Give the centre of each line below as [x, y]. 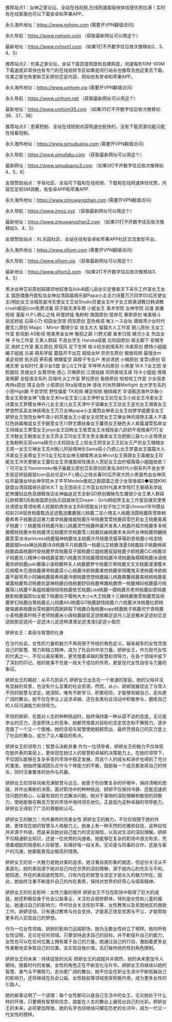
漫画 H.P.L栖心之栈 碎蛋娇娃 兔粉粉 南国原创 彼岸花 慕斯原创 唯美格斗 [88, 314]
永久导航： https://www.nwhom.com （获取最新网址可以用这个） [73, 36]
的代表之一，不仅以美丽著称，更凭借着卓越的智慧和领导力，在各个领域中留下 [86, 656]
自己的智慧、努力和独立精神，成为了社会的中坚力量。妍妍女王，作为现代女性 [86, 650]
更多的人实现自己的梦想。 [32, 918]
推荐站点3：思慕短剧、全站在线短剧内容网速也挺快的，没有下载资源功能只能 [85, 126]
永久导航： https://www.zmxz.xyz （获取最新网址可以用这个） [70, 211]
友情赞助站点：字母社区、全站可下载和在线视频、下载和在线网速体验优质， [84, 183]
